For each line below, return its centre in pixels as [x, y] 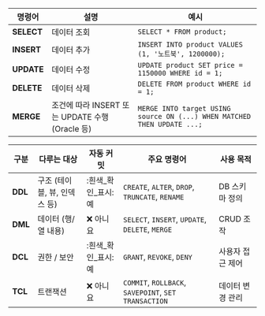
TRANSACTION [146, 301]
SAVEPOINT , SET [150, 292]
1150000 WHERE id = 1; [180, 73]
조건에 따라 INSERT [86, 105]
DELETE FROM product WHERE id [194, 84]
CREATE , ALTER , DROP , [159, 187]
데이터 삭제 [71, 88]
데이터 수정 [71, 70]
